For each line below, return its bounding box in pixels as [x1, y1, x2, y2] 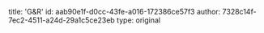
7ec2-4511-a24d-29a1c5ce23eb [8, 15, 115, 25]
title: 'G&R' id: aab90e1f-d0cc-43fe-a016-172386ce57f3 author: [8, 7, 221, 16]
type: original [116, 15, 160, 25]
